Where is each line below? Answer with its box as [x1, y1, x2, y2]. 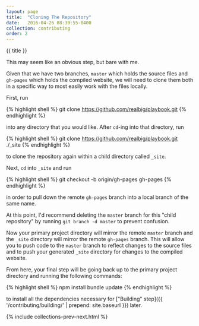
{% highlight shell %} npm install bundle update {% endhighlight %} [6, 284, 172, 291]
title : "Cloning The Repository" [6, 14, 92, 20]
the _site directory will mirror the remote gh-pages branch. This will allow [6, 236, 185, 243]
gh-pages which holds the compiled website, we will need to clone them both [6, 77, 194, 84]
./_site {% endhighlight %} [6, 141, 70, 148]
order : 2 [6, 31, 28, 37]
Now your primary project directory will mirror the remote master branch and [6, 229, 193, 236]
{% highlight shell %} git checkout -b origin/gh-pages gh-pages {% [6, 176, 172, 183]
